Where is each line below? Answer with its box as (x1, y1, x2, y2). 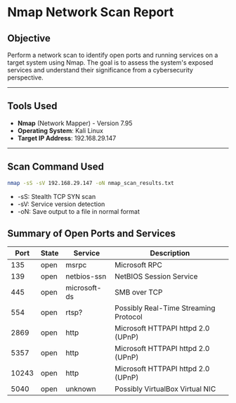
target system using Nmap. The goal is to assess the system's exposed (7, 58, 214, 67)
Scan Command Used (7, 161, 104, 173)
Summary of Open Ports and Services (7, 227, 176, 239)
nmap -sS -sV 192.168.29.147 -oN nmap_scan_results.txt (7, 179, 174, 186)
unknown (65, 384, 96, 394)
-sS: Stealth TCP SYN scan (17, 192, 96, 200)
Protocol (114, 312, 143, 322)
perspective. (7, 73, 44, 82)
